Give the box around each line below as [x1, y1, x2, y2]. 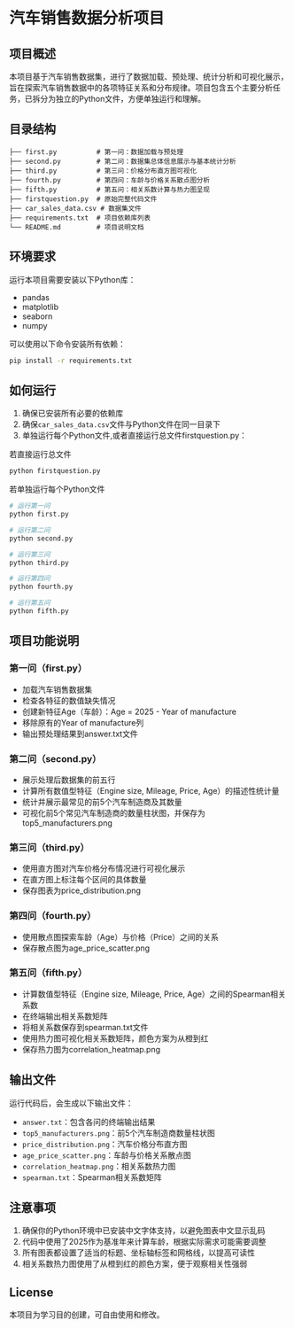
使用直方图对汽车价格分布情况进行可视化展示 [21, 863, 186, 874]
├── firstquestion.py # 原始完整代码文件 [9, 194, 158, 204]
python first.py [9, 510, 69, 519]
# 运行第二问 [9, 525, 50, 534]
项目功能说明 [9, 633, 80, 648]
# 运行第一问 [9, 501, 50, 510]
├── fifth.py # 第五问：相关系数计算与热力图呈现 [9, 185, 211, 194]
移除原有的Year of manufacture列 [21, 717, 144, 727]
